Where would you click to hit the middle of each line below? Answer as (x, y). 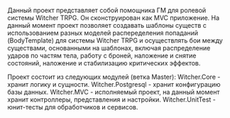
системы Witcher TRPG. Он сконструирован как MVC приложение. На (114, 18)
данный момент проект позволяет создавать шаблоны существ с (107, 25)
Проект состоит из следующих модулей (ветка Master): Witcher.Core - (114, 77)
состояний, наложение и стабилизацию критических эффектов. (104, 63)
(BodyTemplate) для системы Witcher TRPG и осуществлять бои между (115, 41)
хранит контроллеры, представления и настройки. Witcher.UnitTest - (112, 100)
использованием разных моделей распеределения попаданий (103, 33)
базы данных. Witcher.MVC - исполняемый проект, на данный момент (114, 92)
